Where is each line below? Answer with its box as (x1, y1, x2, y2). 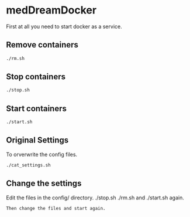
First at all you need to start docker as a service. (6, 23, 122, 30)
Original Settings (6, 135, 69, 145)
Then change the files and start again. (6, 205, 106, 211)
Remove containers (6, 40, 79, 50)
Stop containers (6, 72, 66, 82)
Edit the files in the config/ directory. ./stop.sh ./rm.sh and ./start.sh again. (6, 194, 184, 201)
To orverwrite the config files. (6, 151, 78, 158)
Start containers (6, 103, 67, 113)
